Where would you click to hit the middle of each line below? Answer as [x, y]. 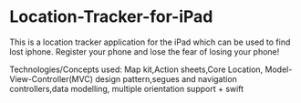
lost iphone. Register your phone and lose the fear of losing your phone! [145, 51]
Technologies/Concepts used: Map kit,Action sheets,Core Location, [136, 69]
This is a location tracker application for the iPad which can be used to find [150, 42]
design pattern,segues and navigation [166, 78]
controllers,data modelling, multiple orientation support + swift [127, 88]
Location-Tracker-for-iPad [111, 17]
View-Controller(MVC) [52, 78]
